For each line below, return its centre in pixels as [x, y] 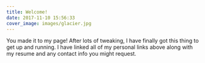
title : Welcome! [27, 12]
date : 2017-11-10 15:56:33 [41, 18]
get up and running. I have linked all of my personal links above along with [100, 47]
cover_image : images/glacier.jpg [49, 23]
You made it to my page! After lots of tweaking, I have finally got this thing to [102, 41]
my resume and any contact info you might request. [71, 54]
